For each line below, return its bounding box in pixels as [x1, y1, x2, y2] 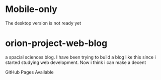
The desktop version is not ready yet [5, 20, 82, 26]
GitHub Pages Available [5, 69, 54, 75]
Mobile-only [5, 3, 58, 15]
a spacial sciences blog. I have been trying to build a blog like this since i [5, 54, 156, 60]
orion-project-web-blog [5, 37, 108, 49]
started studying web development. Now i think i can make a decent [5, 59, 146, 65]
